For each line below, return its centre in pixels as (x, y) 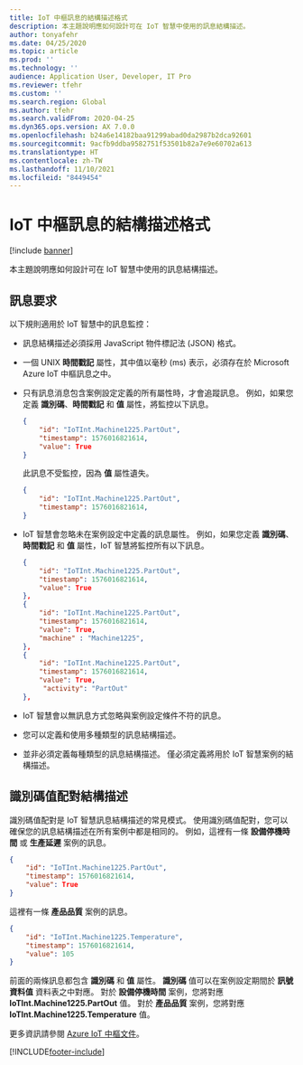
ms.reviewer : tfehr (46, 85)
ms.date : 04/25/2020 (48, 43)
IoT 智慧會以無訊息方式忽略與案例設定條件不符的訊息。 (124, 715)
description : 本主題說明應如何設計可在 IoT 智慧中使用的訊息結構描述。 (130, 26)
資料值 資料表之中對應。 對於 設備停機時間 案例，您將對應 (116, 992)
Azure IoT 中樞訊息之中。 (69, 373)
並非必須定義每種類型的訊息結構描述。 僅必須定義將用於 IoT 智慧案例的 (154, 754)
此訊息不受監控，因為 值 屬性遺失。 (88, 473)
